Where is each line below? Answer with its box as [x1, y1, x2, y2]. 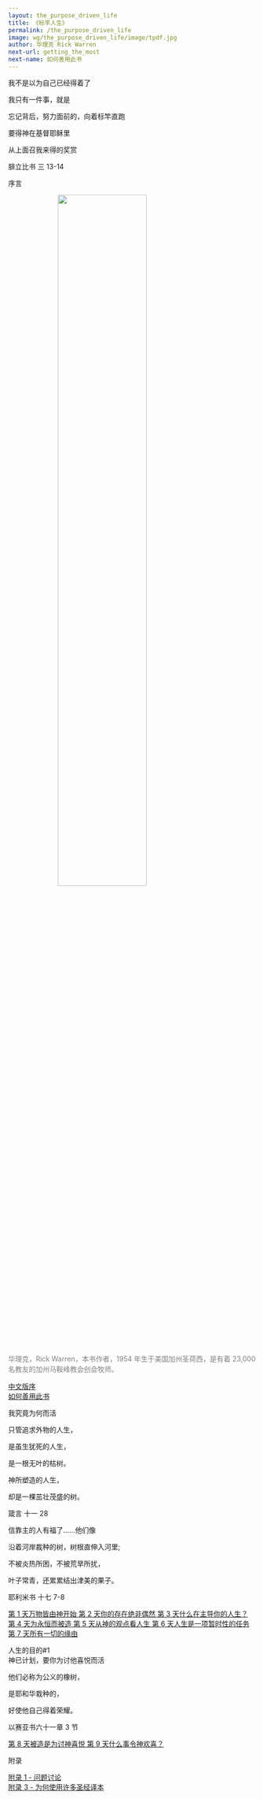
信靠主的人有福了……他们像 [8, 1525, 97, 1534]
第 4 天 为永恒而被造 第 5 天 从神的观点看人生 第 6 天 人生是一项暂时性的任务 [8, 1619, 250, 1628]
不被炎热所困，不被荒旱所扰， [8, 1559, 104, 1568]
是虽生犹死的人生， [8, 1441, 71, 1451]
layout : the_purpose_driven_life [8, 11, 118, 20]
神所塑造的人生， [8, 1474, 64, 1485]
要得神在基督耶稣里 [8, 128, 71, 138]
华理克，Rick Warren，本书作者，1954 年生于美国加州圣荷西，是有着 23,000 [8, 1354, 256, 1363]
